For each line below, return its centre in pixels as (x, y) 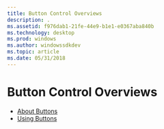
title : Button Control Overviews (55, 13)
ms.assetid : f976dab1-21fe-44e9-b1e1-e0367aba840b (81, 26)
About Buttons (37, 111)
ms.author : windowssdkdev (44, 45)
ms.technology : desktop (41, 33)
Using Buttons (37, 118)
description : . (29, 20)
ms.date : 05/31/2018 (37, 58)
